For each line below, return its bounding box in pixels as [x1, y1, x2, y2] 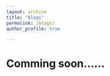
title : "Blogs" [6, 14, 44, 21]
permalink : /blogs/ [6, 20, 55, 26]
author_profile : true [6, 25, 61, 32]
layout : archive [6, 8, 47, 15]
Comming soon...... [6, 57, 105, 71]
